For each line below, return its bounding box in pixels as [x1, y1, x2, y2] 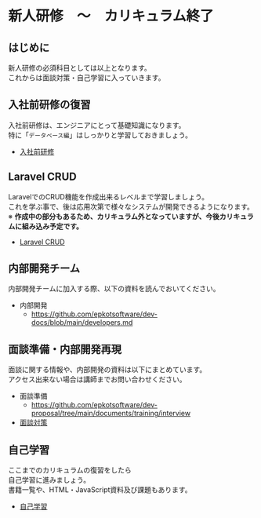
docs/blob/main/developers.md [31, 318, 133, 327]
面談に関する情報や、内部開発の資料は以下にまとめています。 [8, 365, 207, 374]
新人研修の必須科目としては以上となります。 [8, 64, 151, 72]
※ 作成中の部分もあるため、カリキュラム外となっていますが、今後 [8, 211, 220, 221]
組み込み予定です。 [21, 221, 84, 231]
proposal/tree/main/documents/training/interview [31, 409, 190, 418]
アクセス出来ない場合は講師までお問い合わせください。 [8, 374, 187, 385]
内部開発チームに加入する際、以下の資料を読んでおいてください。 [8, 284, 221, 294]
